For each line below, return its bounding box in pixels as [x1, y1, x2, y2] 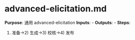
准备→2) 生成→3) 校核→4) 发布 [11, 30, 75, 35]
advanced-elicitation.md [4, 3, 107, 14]
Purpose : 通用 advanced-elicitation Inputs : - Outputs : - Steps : [4, 20, 131, 25]
